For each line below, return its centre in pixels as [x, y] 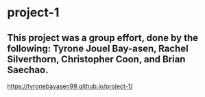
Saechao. [28, 70]
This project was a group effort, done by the [103, 38]
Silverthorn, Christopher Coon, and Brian [96, 59]
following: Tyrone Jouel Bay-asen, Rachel [98, 48]
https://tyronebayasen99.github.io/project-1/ [70, 86]
